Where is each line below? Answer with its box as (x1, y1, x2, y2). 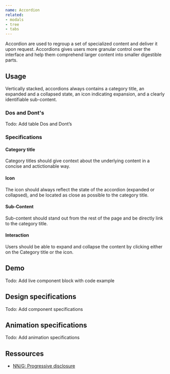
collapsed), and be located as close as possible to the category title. (5, 192, 149, 198)
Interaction (5, 232, 30, 239)
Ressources (5, 349, 44, 358)
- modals (5, 17, 24, 22)
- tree (5, 22, 19, 27)
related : (5, 12, 24, 17)
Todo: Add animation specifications (5, 334, 80, 341)
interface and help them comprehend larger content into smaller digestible (5, 52, 162, 58)
